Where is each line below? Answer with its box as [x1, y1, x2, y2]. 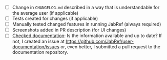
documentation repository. [12, 49, 69, 55]
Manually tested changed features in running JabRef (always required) [12, 21, 161, 27]
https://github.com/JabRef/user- [66, 38, 134, 45]
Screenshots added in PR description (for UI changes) [12, 27, 127, 33]
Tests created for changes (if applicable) [12, 15, 98, 22]
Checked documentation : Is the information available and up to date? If [12, 33, 162, 39]
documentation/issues [12, 44, 59, 50]
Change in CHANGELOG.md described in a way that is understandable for [12, 5, 160, 10]
